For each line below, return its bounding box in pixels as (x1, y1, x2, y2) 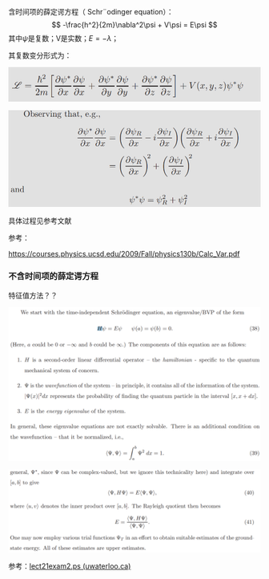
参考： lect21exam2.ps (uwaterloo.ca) (8, 561, 131, 571)
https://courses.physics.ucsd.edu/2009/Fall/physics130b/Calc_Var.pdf (8, 249, 240, 259)
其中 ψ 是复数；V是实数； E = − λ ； (8, 34, 118, 43)
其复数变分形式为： (8, 51, 72, 60)
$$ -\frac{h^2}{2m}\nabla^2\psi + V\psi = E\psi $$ (51, 20, 218, 30)
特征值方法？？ (8, 290, 58, 300)
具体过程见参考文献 (8, 216, 72, 226)
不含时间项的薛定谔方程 (8, 271, 98, 282)
